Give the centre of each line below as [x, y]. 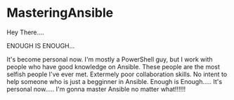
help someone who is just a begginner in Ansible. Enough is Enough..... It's [115, 81]
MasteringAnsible [60, 13]
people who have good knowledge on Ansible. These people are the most [113, 66]
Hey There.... [25, 32]
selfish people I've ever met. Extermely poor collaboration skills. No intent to [117, 74]
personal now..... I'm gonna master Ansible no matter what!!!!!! [96, 89]
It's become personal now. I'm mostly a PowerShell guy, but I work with [110, 59]
